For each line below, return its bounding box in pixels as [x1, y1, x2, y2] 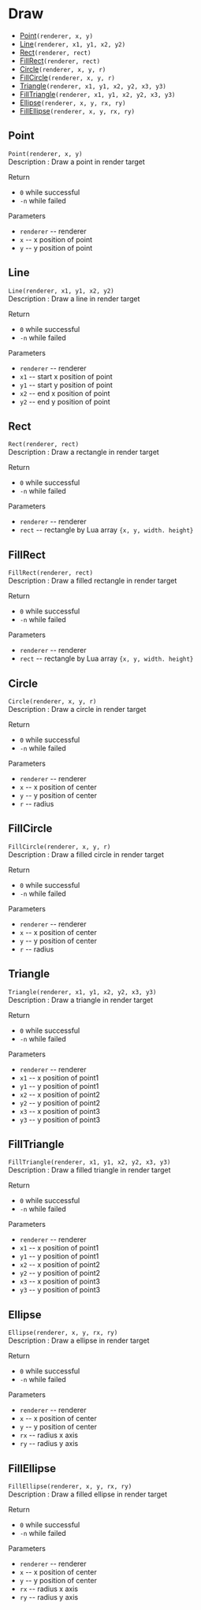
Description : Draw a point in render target [8, 157, 146, 166]
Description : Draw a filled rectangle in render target [8, 576, 177, 586]
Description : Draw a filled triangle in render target [8, 1165, 171, 1175]
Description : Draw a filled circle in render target [8, 849, 164, 859]
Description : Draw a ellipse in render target [8, 1336, 150, 1345]
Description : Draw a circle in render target [8, 705, 147, 714]
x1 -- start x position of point [19, 371, 113, 381]
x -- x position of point [19, 234, 93, 244]
